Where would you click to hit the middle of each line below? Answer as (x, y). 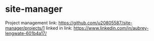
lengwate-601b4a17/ (26, 33)
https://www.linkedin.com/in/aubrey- (111, 28)
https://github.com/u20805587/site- (95, 23)
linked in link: (59, 28)
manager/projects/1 (25, 28)
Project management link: (31, 23)
